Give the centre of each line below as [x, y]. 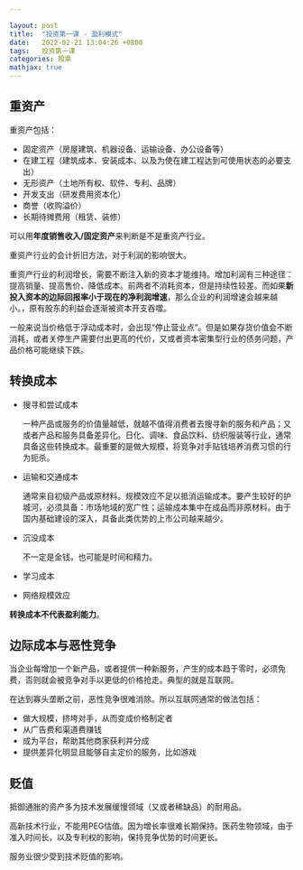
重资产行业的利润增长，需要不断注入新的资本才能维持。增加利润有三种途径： [151, 274]
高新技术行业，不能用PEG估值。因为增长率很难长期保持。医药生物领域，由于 [151, 826]
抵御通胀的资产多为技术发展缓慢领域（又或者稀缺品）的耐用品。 [128, 807]
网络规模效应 [46, 595]
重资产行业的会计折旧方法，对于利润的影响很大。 [100, 255]
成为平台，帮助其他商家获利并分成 [86, 741]
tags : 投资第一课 [42, 51]
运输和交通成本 [50, 477]
